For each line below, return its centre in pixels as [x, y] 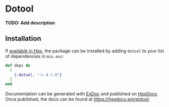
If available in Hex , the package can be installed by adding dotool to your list [85, 50]
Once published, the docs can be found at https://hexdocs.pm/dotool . [78, 99]
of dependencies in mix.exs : [35, 56]
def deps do [18, 65]
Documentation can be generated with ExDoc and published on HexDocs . [82, 94]
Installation [23, 39]
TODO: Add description [30, 23]
